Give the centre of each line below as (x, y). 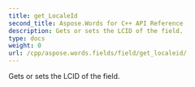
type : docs (27, 38)
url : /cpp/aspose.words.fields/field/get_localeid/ (97, 53)
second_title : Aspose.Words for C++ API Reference (96, 23)
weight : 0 (25, 46)
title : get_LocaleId (43, 16)
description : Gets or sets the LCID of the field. (96, 31)
